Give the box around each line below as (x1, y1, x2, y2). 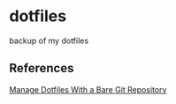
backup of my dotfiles (9, 35, 89, 46)
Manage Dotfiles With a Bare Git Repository (9, 84, 167, 94)
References (9, 61, 74, 76)
